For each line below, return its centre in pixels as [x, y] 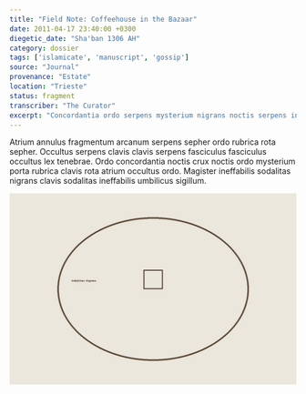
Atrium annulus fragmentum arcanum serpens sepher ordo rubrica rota [143, 142]
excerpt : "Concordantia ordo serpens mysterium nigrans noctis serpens [148, 115]
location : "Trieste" [49, 86]
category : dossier [44, 48]
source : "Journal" [44, 67]
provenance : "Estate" [51, 77]
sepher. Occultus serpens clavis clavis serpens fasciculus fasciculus [138, 152]
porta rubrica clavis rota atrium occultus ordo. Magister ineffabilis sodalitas [150, 171]
